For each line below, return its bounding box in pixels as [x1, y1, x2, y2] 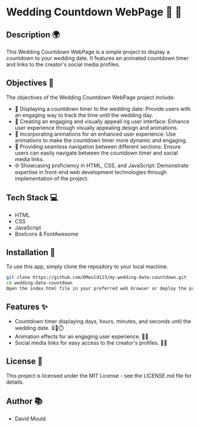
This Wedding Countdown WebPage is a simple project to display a [6, 49, 170, 55]
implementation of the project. [14, 175, 89, 182]
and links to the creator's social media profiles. [6, 61, 120, 68]
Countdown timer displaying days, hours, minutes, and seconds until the [14, 317, 191, 325]
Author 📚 [6, 396, 43, 406]
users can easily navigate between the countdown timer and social [14, 149, 178, 156]
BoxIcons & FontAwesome [14, 230, 79, 237]
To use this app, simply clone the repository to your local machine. [6, 263, 169, 270]
